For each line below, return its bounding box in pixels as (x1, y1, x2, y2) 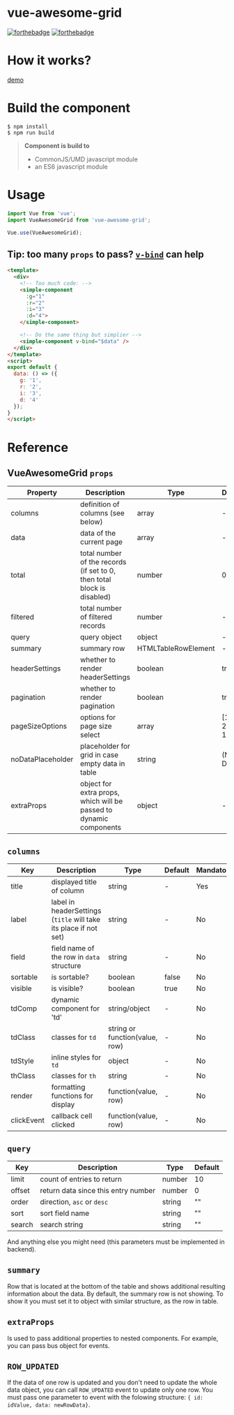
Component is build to (24, 141, 90, 149)
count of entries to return (40, 1174, 122, 1184)
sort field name (40, 1208, 89, 1218)
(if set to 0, (79, 566, 116, 575)
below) (79, 517, 103, 527)
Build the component (7, 100, 131, 116)
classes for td (51, 1032, 96, 1042)
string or (107, 1024, 136, 1034)
